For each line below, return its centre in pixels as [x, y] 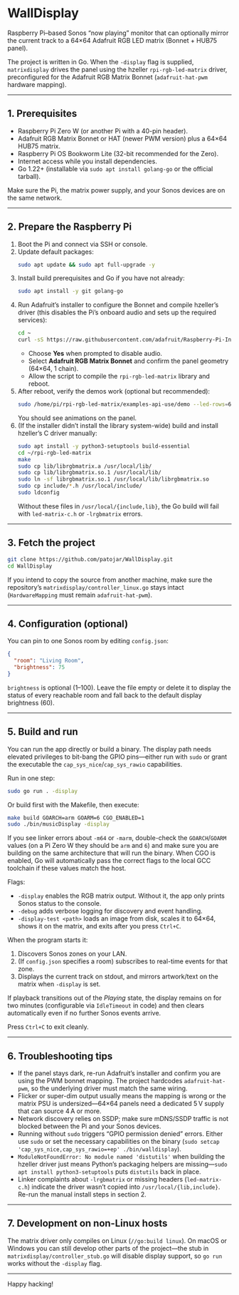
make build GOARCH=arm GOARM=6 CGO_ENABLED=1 [76, 818]
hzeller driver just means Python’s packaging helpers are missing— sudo [122, 1165]
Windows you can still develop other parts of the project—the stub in [108, 1248]
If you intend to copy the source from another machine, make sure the [110, 580]
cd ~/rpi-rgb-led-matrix [54, 453]
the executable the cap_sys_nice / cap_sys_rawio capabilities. [95, 764]
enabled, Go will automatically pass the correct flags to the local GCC [109, 861]
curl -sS [31, 340]
